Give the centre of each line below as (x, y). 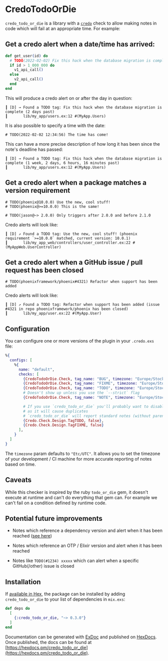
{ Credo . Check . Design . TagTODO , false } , (63, 420)
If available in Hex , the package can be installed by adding (65, 594)
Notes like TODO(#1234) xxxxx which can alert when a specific (75, 561)
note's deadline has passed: (34, 149)
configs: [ (21, 360)
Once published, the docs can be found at (48, 642)
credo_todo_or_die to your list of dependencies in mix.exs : (65, 599)
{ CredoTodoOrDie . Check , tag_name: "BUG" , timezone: (78, 379)
